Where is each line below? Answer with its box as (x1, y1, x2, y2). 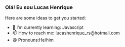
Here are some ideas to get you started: (5, 15, 86, 21)
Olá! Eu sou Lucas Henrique (5, 4, 73, 11)
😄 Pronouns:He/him (12, 37, 54, 43)
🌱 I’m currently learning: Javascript (12, 24, 84, 30)
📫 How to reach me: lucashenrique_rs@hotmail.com (12, 30, 120, 36)
